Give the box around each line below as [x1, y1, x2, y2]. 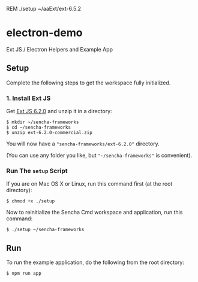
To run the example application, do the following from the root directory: [6, 259, 185, 266]
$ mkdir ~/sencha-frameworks [6, 119, 79, 125]
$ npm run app [6, 271, 42, 277]
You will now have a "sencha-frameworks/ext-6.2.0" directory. [6, 140, 160, 147]
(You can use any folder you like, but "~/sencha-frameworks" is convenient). [6, 152, 193, 159]
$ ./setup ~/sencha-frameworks [6, 227, 85, 233]
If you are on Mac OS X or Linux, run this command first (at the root [6, 180, 173, 187]
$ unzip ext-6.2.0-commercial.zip [6, 130, 93, 136]
